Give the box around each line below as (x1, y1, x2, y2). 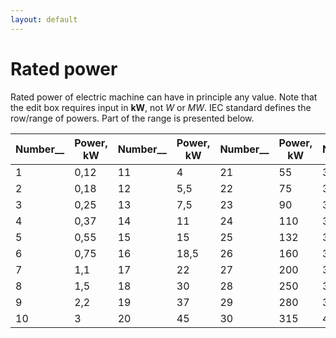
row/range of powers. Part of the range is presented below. (10, 112, 255, 124)
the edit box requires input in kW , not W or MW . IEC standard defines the (10, 101, 312, 113)
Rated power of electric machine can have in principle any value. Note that (10, 91, 318, 103)
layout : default (10, 14, 78, 25)
